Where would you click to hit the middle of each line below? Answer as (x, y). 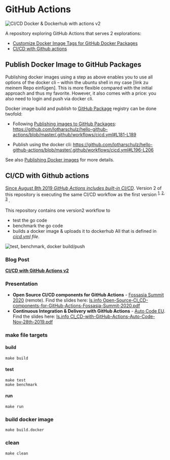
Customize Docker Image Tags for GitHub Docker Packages (75, 43)
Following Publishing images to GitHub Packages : (64, 124)
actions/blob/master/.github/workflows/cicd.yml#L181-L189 (74, 134)
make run (14, 407)
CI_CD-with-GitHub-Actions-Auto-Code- (113, 316)
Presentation (22, 284)
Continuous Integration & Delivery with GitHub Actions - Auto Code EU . (89, 311)
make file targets (27, 335)
